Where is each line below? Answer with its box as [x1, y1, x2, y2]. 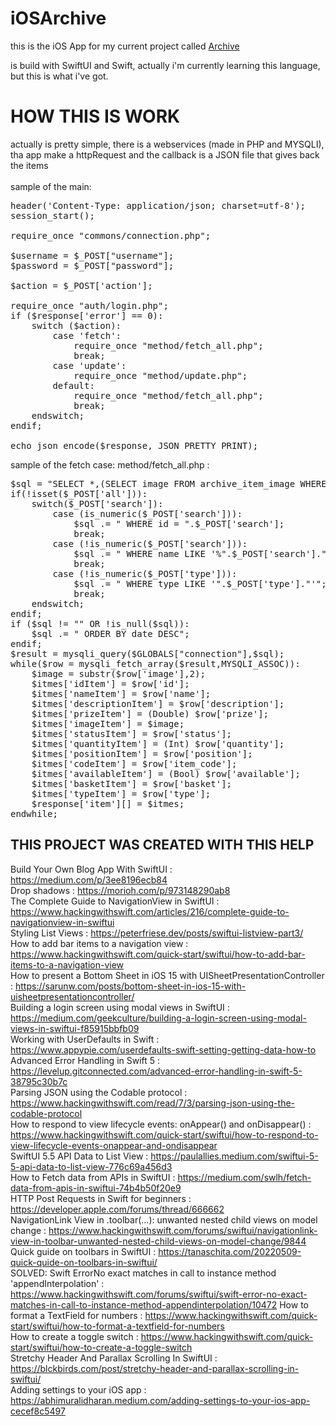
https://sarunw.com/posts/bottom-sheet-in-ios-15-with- [14, 980, 247, 992]
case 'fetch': [52, 330, 122, 341]
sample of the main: [10, 180, 92, 192]
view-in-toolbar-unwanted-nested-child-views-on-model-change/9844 [10, 1235, 307, 1247]
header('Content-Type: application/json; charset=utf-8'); [10, 200, 307, 211]
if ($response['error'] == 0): [10, 310, 164, 321]
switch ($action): [31, 320, 122, 331]
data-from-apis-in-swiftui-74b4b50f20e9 [10, 1182, 182, 1194]
